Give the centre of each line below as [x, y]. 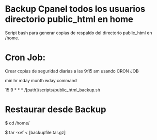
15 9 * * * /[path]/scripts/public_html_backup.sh [53, 90]
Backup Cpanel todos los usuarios [75, 9]
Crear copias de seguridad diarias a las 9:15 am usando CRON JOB [72, 71]
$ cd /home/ [17, 123]
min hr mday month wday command [41, 80]
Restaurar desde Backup [56, 110]
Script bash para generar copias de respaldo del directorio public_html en [79, 33]
